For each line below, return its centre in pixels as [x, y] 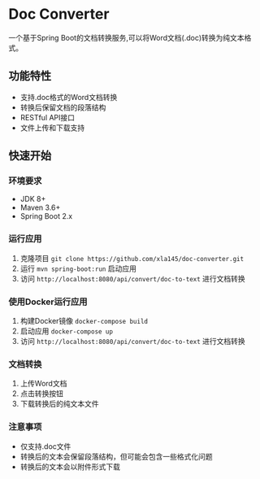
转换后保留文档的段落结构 [63, 107]
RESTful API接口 [48, 117]
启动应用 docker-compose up [67, 331]
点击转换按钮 [41, 394]
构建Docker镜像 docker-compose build [84, 321]
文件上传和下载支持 [52, 128]
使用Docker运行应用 [48, 302]
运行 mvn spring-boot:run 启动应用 [78, 268]
